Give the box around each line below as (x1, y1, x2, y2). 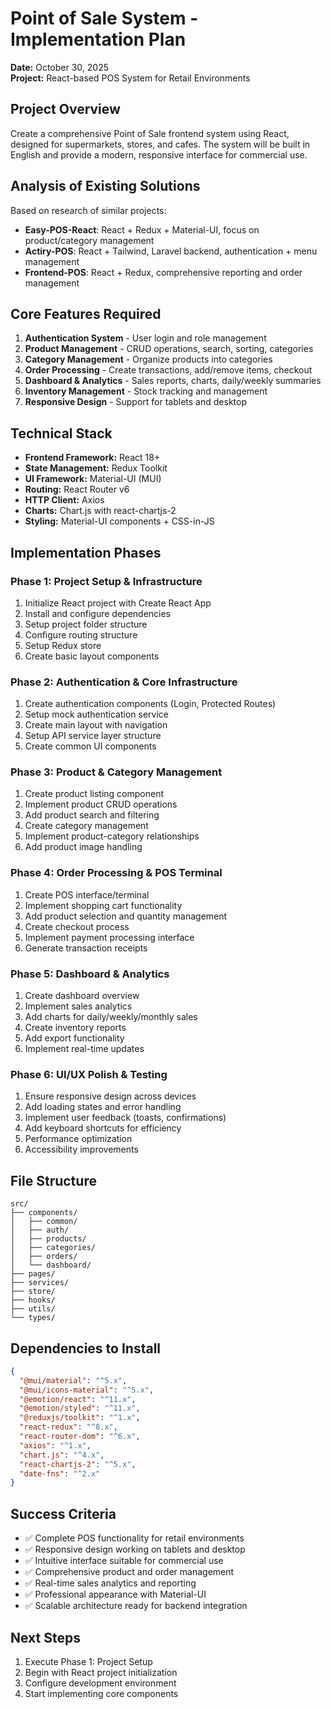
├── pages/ (10, 1269, 56, 1279)
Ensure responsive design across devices (24, 1090, 197, 1102)
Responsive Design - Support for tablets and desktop (24, 396, 247, 408)
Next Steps (10, 1629, 81, 1646)
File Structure (10, 1172, 97, 1189)
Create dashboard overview (24, 990, 140, 1002)
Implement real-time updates (24, 1043, 145, 1055)
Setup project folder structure (24, 618, 148, 630)
